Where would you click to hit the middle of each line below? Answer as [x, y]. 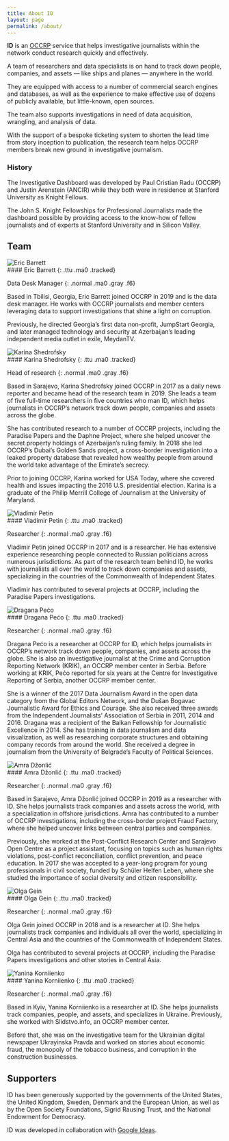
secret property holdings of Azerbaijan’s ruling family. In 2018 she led [105, 443]
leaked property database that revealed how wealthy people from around [110, 458]
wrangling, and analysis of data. [52, 122]
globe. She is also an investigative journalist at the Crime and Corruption [109, 659]
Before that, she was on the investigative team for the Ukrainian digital [106, 1035]
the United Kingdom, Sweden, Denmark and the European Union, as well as [113, 1102]
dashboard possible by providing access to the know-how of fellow [102, 217]
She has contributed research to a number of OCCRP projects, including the [114, 428]
